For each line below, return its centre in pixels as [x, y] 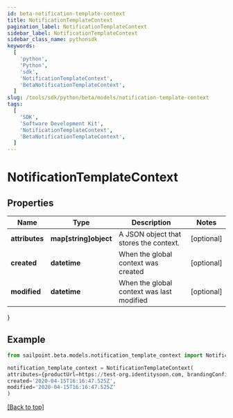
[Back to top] [26, 407]
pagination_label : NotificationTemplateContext [77, 26]
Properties [31, 203]
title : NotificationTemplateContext [60, 20]
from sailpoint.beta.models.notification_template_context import [105, 355]
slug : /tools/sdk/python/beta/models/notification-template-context [108, 98]
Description [151, 223]
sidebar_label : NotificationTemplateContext [72, 33]
